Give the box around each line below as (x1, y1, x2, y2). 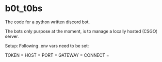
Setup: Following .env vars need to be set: (5, 43, 89, 48)
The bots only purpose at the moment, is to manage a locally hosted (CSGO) (5, 28, 158, 34)
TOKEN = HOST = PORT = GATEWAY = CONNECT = (5, 52, 110, 58)
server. (5, 33, 19, 39)
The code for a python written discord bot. (5, 19, 90, 25)
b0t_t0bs (5, 3, 43, 14)
